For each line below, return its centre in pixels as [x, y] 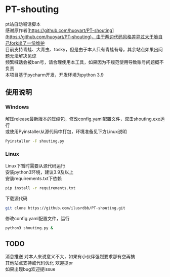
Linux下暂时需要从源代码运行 [35, 165]
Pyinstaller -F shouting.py [35, 141]
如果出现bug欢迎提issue [30, 269]
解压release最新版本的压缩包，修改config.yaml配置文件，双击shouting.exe [83, 119]
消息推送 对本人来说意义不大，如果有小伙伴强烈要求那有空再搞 [70, 257]
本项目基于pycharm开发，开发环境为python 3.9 [54, 75]
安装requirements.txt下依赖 [34, 178]
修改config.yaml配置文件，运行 [37, 218]
